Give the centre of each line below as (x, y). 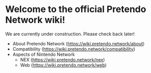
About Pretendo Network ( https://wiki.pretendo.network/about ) (79, 43)
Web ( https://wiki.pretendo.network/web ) (63, 65)
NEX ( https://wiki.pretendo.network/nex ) (63, 59)
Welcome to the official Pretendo (76, 9)
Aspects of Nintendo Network (44, 54)
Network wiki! (35, 20)
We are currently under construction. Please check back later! (70, 34)
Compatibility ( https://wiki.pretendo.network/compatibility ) (74, 49)
